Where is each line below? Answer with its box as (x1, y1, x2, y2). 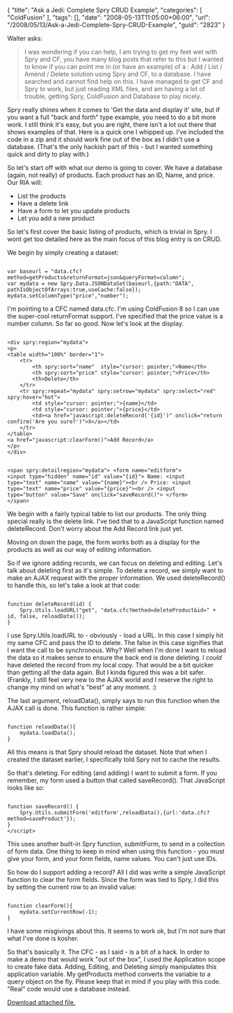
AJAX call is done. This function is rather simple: (7, 704, 146, 712)
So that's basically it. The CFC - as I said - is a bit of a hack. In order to (7, 948, 210, 956)
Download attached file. (7, 998, 76, 1006)
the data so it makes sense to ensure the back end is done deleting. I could (7, 654, 223, 661)
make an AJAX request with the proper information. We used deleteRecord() (7, 574, 226, 582)
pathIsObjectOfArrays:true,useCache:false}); (7, 286, 141, 293)
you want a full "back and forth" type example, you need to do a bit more (7, 113, 216, 121)
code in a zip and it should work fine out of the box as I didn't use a (7, 135, 200, 144)
